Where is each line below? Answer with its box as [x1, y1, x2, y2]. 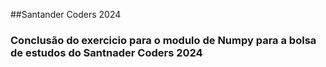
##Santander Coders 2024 [10, 9, 122, 20]
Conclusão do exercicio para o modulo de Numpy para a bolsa [10, 33, 317, 47]
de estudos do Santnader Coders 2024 [10, 45, 203, 59]
